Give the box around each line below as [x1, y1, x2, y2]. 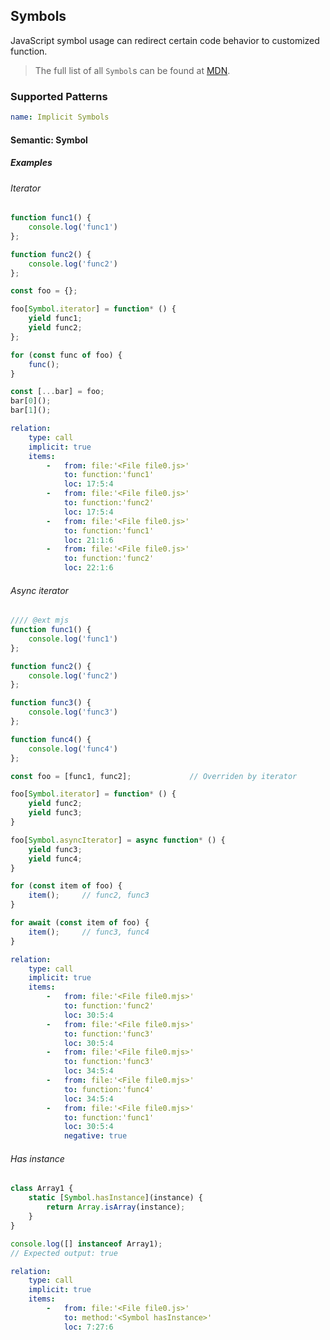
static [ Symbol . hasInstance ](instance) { [28, 1193, 203, 1203]
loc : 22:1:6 [63, 563, 114, 573]
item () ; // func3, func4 [28, 927, 150, 937]
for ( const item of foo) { [10, 881, 123, 891]
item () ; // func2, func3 [28, 890, 150, 901]
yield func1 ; [28, 314, 83, 324]
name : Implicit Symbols [10, 112, 110, 123]
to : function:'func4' [63, 1084, 155, 1094]
